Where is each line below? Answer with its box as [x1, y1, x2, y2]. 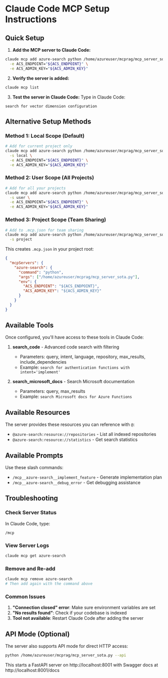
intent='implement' [19, 370, 61, 375]
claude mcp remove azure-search [5, 577, 72, 582]
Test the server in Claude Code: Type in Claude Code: [12, 94, 125, 100]
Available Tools [5, 321, 54, 329]
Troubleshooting [5, 494, 58, 503]
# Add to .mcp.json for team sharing [5, 228, 84, 233]
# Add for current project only [5, 144, 72, 149]
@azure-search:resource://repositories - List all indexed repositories [12, 431, 156, 437]
